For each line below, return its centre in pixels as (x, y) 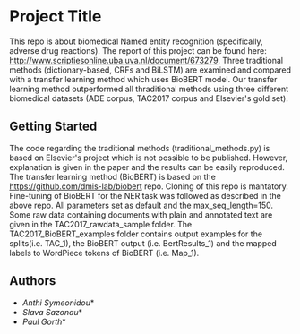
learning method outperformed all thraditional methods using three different (149, 89)
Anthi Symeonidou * (58, 303)
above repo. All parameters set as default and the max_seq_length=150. (141, 205)
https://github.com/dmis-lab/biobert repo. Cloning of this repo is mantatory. (149, 186)
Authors (33, 281)
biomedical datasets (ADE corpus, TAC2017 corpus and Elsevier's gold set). (149, 98)
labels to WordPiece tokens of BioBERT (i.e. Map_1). (104, 253)
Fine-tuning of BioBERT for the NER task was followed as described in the (146, 195)
